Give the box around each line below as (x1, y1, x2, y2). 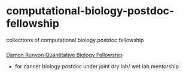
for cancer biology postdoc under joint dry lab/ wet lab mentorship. (14, 62, 181, 69)
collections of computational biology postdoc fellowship (6, 36, 144, 43)
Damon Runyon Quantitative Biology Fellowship (6, 51, 123, 58)
